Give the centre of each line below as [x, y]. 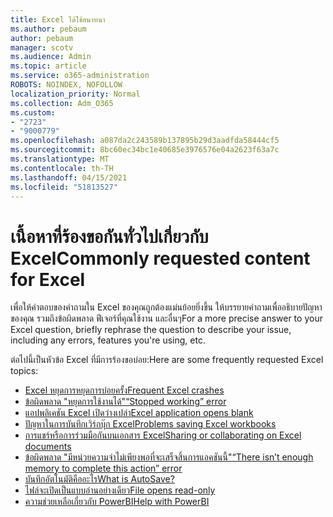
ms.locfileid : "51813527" [64, 187]
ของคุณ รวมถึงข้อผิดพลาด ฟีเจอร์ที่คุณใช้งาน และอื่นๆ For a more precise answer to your [166, 318]
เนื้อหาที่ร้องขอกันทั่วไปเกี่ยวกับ [109, 236]
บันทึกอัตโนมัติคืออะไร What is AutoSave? [99, 479]
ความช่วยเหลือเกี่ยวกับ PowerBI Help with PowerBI [117, 502]
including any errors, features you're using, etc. [108, 340]
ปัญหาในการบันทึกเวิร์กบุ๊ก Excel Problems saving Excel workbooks [150, 424]
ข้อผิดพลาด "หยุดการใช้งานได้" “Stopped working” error [125, 402]
